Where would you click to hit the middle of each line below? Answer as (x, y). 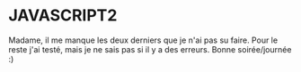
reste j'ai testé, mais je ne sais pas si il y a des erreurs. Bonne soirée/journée (150, 49)
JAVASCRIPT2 (63, 16)
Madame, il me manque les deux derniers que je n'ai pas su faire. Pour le (143, 40)
